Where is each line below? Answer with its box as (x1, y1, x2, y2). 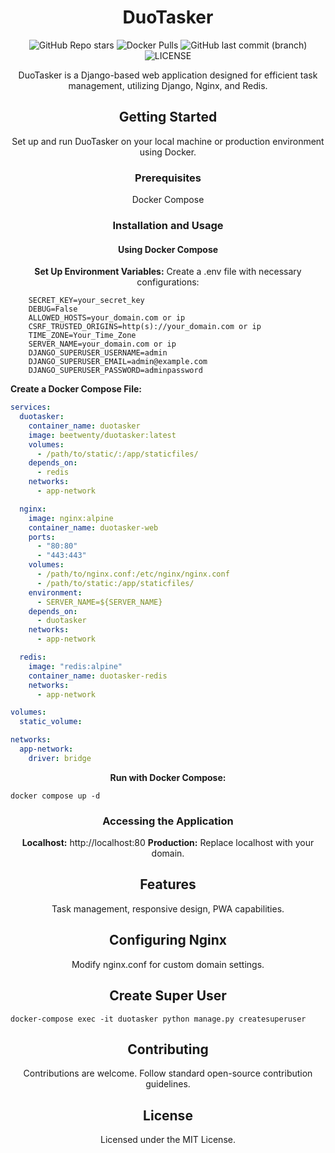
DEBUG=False (28, 304, 78, 315)
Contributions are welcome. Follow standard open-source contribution (23, 1067, 313, 1080)
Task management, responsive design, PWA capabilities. (51, 902, 285, 915)
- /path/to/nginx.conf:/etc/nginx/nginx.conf (36, 569, 230, 580)
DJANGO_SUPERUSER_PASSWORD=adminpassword (28, 366, 203, 376)
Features (139, 876, 197, 893)
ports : (28, 532, 56, 542)
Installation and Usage (112, 218, 224, 232)
